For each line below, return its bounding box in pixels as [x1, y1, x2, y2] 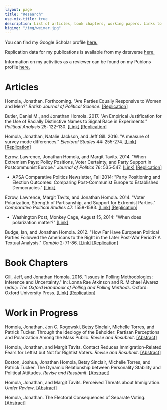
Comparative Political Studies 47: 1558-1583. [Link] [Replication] [5, 205, 138, 211]
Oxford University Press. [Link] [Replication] [5, 290, 96, 296]
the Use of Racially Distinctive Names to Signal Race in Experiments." [5, 118, 148, 125]
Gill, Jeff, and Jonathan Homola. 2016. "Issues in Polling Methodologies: [5, 274, 153, 280]
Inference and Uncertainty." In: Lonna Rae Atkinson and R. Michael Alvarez [5, 279, 159, 285]
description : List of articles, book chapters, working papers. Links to [5, 21, 162, 26]
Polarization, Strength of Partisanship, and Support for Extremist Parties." [5, 200, 156, 205]
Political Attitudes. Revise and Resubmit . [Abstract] [5, 370, 110, 376]
